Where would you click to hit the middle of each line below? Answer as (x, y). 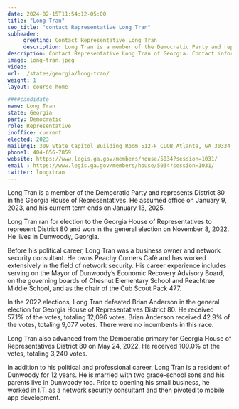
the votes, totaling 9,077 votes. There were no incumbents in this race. (111, 324)
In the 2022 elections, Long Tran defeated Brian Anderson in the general (113, 302)
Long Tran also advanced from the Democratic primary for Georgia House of (119, 338)
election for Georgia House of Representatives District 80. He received (111, 309)
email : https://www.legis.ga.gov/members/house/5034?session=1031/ (111, 166)
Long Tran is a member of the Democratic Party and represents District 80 (116, 192)
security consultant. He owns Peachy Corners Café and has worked (107, 257)
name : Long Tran (31, 106)
